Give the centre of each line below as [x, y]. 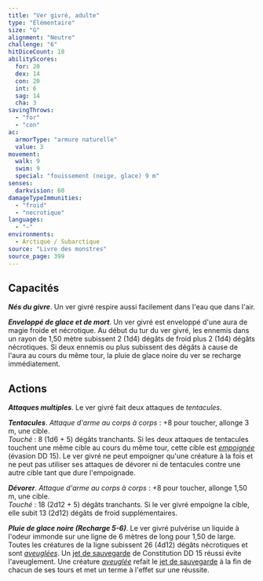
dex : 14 [28, 74]
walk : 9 [28, 162]
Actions [27, 388]
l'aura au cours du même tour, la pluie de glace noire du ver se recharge [125, 356]
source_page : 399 [37, 256]
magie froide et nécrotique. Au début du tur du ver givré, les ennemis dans [129, 331]
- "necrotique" [40, 213]
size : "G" [24, 30]
